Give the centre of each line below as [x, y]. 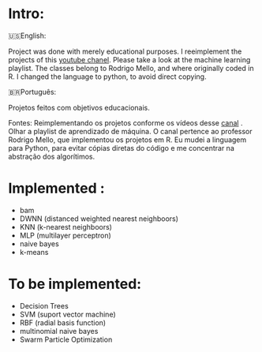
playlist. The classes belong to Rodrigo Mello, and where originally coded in [131, 68]
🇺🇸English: [27, 36]
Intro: [26, 14]
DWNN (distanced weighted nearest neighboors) [99, 219]
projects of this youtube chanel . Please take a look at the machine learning [129, 59]
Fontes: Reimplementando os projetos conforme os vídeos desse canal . [125, 122]
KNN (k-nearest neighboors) [66, 227]
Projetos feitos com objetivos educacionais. [79, 107]
